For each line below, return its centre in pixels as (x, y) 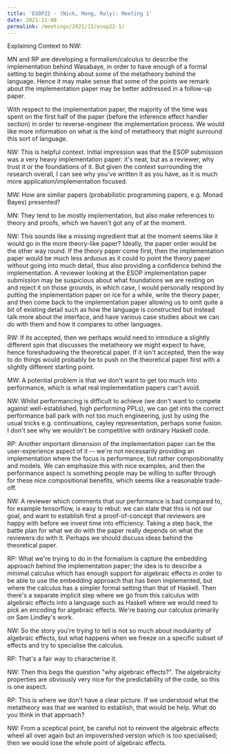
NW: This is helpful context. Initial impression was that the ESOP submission (115, 152)
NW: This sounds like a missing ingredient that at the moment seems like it (113, 236)
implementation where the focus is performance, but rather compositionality (115, 458)
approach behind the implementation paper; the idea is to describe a (104, 566)
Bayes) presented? (34, 202)
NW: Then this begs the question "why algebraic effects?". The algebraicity (114, 672)
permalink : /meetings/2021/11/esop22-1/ (66, 26)
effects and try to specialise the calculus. (66, 646)
